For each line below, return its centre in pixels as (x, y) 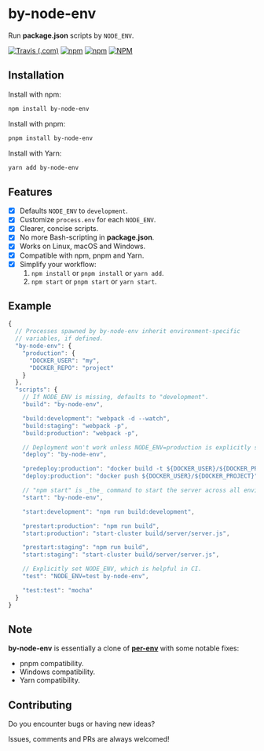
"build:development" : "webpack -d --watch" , (96, 418)
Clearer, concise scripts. (59, 229)
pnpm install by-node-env (50, 138)
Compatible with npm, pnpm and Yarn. (82, 255)
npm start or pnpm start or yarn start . (94, 281)
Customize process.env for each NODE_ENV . (88, 220)
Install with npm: (35, 94)
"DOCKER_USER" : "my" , (64, 361)
